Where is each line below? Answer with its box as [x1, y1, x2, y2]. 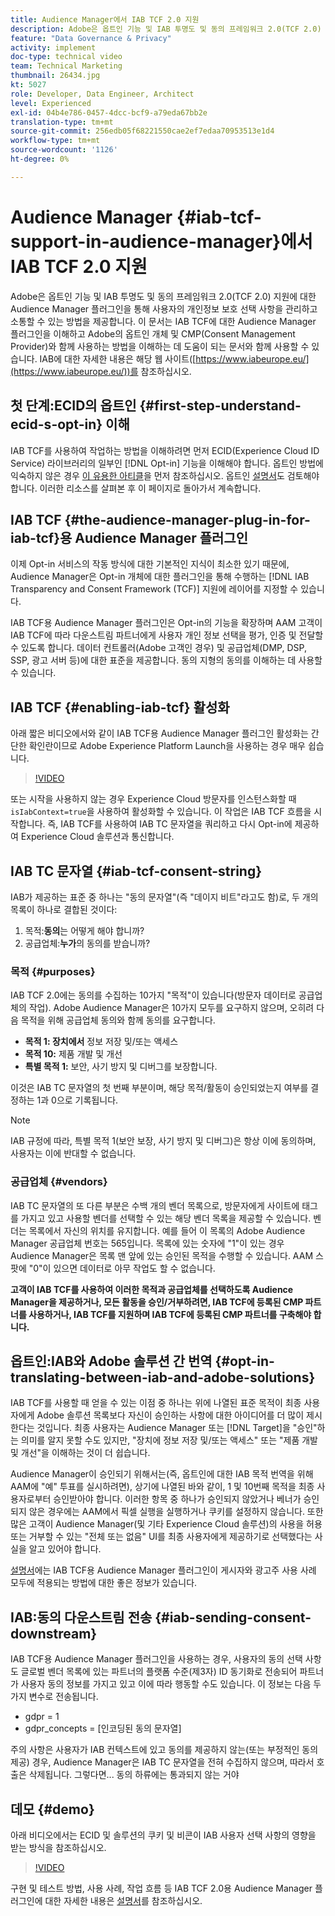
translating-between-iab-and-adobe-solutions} [10, 1369, 316, 1386]
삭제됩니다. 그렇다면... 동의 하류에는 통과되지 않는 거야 [28, 1769, 240, 1781]
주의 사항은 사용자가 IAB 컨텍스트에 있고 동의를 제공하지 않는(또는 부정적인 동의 [10, 1744, 319, 1756]
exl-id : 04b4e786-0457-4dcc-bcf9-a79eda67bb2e [10, 107, 208, 118]
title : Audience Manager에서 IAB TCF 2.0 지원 [10, 14, 200, 25]
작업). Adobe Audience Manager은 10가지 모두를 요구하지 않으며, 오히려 [28, 1002, 315, 1014]
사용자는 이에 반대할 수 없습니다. [10, 1147, 137, 1160]
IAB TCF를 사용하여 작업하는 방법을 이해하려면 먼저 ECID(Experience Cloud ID [10, 444, 320, 456]
